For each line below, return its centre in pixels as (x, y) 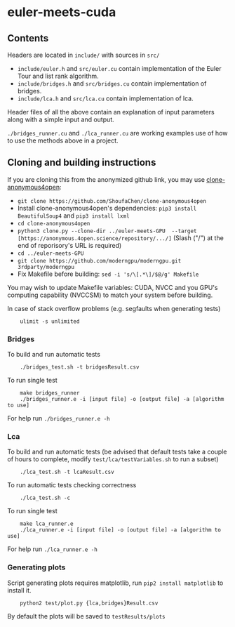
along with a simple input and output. (61, 119)
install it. (19, 590)
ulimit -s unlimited (50, 321)
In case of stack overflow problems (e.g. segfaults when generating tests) (114, 308)
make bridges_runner (50, 393)
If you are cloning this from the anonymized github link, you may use (106, 179)
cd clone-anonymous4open (54, 223)
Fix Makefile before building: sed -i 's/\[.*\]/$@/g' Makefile (108, 274)
